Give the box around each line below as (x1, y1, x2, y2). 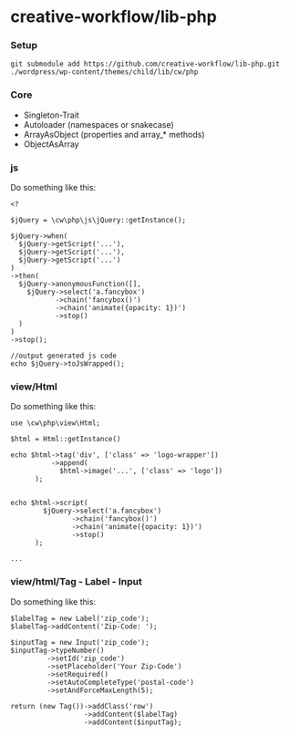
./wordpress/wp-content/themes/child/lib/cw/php (10, 67, 199, 77)
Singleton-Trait (23, 109, 80, 120)
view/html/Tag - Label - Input (10, 575, 142, 588)
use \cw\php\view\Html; (10, 419, 101, 428)
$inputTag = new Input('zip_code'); (10, 638, 150, 647)
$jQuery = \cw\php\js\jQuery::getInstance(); (10, 216, 186, 225)
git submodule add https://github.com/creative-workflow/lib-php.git (10, 59, 281, 69)
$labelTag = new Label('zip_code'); (10, 614, 150, 623)
